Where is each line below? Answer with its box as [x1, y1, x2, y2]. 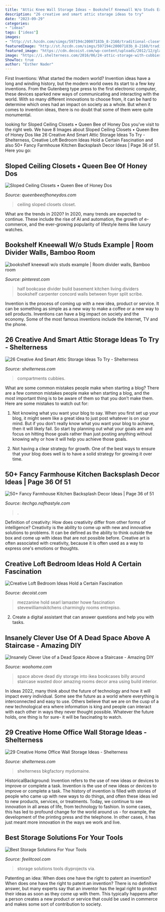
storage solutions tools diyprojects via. [17, 865, 96, 871]
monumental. [5, 112, 32, 118]
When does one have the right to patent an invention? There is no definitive [5, 880, 158, 886]
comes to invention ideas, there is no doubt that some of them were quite [5, 107, 153, 113]
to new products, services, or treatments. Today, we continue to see [5, 798, 143, 804]
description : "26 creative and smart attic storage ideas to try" [5, 12, 144, 17]
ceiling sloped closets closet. [17, 201, 76, 207]
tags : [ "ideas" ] [5, 30, 38, 35]
